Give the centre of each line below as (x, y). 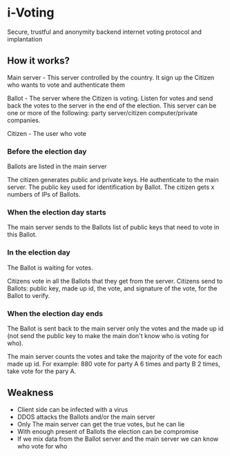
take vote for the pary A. (42, 371)
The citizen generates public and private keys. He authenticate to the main (113, 180)
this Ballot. (22, 235)
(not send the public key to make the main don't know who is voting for (108, 335)
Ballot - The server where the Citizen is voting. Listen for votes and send (110, 98)
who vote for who (42, 446)
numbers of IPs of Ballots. (44, 195)
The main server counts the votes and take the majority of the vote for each (115, 356)
